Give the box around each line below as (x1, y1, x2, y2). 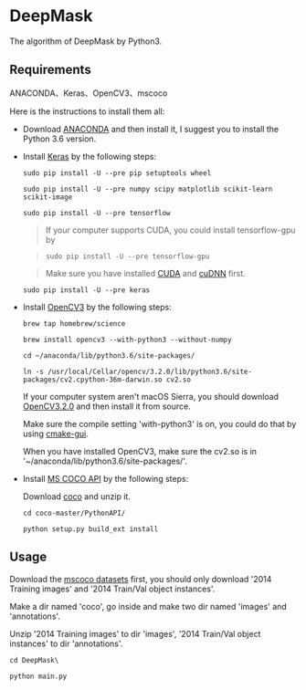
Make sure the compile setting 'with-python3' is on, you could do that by (22, 418, 297, 429)
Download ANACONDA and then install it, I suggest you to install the (22, 123, 280, 134)
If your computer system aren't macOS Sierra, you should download (22, 391, 280, 402)
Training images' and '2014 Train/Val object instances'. (9, 583, 216, 594)
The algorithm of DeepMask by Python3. (9, 36, 163, 47)
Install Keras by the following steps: (22, 151, 157, 162)
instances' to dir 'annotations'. (9, 638, 123, 649)
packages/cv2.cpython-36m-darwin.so (22, 375, 163, 384)
